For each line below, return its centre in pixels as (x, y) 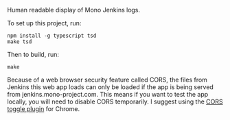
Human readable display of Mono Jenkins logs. (74, 10)
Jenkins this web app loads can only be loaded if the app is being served (111, 87)
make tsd (20, 42)
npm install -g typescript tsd (52, 36)
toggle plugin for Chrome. (44, 109)
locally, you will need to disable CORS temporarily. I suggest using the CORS (115, 101)
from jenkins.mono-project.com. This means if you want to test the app (108, 94)
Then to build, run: (33, 55)
